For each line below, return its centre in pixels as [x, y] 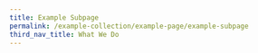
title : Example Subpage [54, 18]
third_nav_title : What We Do [64, 34]
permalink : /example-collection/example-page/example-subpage [129, 26]
